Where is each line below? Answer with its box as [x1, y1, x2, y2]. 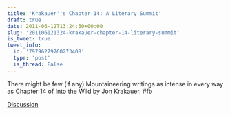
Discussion [7, 100, 39, 108]
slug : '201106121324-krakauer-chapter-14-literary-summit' [7, 29, 180, 36]
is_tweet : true [7, 36, 51, 42]
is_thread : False [13, 61, 63, 68]
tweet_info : [7, 42, 41, 49]
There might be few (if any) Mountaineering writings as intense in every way [7, 79, 224, 88]
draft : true [7, 16, 41, 23]
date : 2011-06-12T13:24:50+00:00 [7, 23, 103, 29]
